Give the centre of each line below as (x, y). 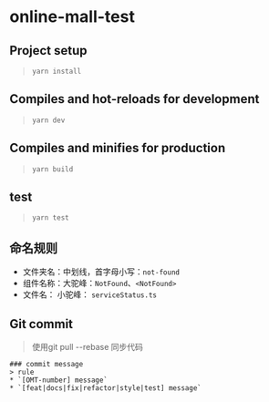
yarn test (51, 218)
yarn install (57, 71)
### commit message (47, 365)
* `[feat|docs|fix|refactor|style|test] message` (106, 388)
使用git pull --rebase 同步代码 (87, 347)
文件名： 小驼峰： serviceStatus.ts (90, 294)
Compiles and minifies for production (118, 148)
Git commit (41, 324)
